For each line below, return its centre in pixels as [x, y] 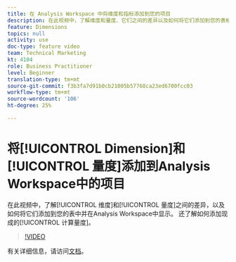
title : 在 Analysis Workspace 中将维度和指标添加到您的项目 [89, 14]
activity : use [28, 40]
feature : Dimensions [38, 27]
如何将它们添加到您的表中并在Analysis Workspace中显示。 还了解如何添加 [114, 213]
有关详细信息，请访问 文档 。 [47, 251]
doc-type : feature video [44, 46]
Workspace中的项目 [66, 184]
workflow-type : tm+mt [39, 92]
